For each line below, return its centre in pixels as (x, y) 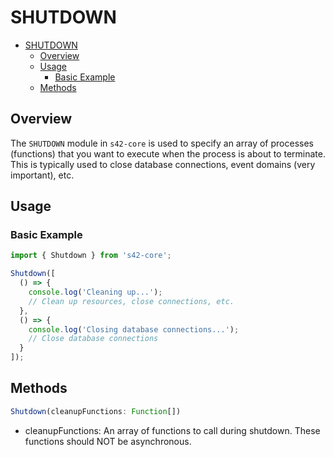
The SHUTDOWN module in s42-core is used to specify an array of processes (162, 143)
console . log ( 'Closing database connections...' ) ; (134, 329)
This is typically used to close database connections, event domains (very (163, 164)
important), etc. (42, 175)
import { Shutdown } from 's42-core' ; (91, 256)
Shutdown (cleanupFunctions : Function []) (96, 411)
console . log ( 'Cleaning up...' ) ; (95, 292)
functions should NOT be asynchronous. (108, 441)
